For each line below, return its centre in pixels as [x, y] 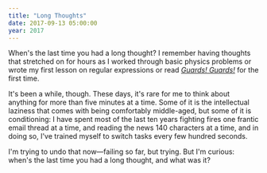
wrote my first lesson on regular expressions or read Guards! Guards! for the [133, 70]
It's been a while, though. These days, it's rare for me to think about [119, 94]
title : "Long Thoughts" [48, 16]
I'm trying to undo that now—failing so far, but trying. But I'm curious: [122, 151]
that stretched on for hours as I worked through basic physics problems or [130, 61]
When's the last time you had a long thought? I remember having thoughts [130, 53]
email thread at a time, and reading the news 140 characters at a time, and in [133, 128]
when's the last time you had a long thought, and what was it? [109, 160]
